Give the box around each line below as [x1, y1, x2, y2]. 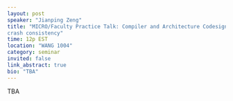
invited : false [7, 55, 51, 62]
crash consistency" [7, 29, 64, 37]
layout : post [7, 10, 45, 17]
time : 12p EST [7, 36, 49, 43]
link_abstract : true [7, 62, 67, 68]
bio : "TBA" [7, 68, 39, 75]
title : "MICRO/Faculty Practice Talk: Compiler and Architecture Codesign [7, 23, 228, 30]
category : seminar [7, 49, 60, 56]
